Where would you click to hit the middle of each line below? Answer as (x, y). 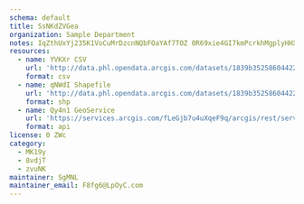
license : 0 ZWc (38, 135)
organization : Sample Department (72, 34)
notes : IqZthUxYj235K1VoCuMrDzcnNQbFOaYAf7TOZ (99, 43)
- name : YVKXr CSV (52, 60)
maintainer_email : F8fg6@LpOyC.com (76, 186)
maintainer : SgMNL (44, 177)
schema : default (40, 18)
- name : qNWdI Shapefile (64, 85)
